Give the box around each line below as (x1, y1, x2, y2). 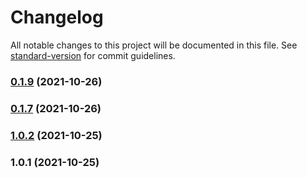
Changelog (10, 6, 104, 29)
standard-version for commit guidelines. (10, 49, 176, 61)
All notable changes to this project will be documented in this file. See (10, 39, 298, 51)
